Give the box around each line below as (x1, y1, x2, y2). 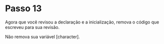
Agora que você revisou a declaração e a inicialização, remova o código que (5, 19, 159, 25)
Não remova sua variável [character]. (5, 34, 80, 40)
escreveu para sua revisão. (5, 24, 60, 30)
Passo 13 (5, 3, 42, 14)
